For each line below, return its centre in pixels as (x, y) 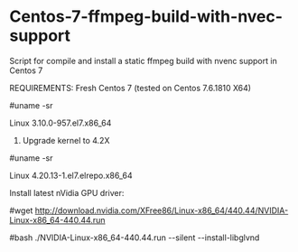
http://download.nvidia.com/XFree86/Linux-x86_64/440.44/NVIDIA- (162, 210)
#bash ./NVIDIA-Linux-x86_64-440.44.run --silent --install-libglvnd (135, 238)
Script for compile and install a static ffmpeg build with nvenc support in (143, 61)
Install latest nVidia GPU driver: (67, 192)
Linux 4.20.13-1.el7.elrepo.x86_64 (71, 175)
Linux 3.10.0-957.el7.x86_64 (61, 123)
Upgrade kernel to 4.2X (66, 140)
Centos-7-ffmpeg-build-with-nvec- (146, 17)
